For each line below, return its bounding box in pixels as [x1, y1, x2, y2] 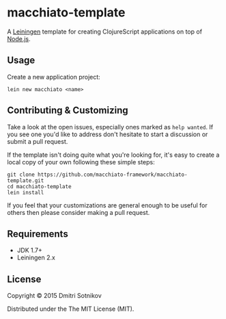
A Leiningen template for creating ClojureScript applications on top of [7, 27, 203, 36]
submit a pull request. [7, 137, 68, 145]
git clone [7, 171, 36, 178]
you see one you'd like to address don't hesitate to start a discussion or [7, 130, 208, 138]
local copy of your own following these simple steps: [7, 157, 155, 166]
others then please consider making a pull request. [7, 208, 150, 216]
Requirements [7, 228, 68, 240]
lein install [7, 189, 44, 196]
